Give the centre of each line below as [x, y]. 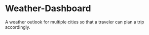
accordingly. [18, 27]
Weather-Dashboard [48, 9]
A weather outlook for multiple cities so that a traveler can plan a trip [75, 22]
